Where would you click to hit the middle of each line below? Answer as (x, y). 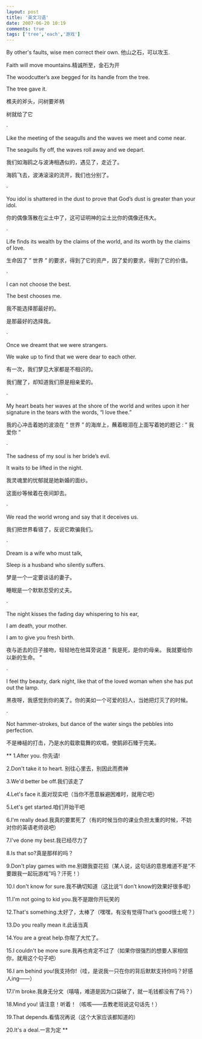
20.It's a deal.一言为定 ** (37, 1030)
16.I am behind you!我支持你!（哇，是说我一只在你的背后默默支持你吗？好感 (100, 971)
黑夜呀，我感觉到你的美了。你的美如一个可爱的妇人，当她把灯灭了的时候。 (99, 700)
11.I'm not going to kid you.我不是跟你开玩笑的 (63, 899)
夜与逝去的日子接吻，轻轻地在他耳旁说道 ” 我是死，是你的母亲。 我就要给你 (99, 650)
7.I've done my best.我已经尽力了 (47, 840)
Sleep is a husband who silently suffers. (56, 565)
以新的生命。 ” (24, 658)
